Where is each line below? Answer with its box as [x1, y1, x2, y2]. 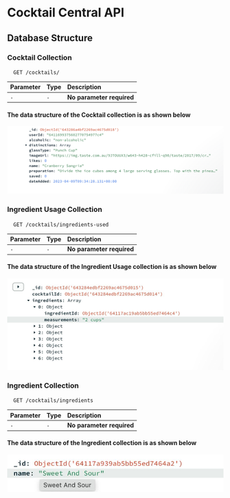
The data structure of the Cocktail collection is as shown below [7, 110, 191, 119]
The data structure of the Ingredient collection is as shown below [7, 439, 197, 447]
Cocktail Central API [7, 5, 125, 21]
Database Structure [7, 32, 93, 44]
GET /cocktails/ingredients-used [13, 221, 109, 228]
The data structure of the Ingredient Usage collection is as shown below [7, 263, 217, 271]
